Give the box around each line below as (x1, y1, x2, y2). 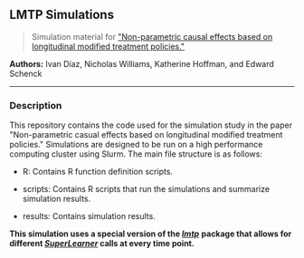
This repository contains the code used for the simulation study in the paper (9, 119, 292, 130)
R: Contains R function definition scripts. (22, 167, 174, 177)
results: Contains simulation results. (22, 211, 156, 222)
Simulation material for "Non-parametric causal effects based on (31, 31, 273, 42)
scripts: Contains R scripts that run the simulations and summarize (22, 184, 270, 195)
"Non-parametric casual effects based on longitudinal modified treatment (9, 129, 283, 140)
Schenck (9, 68, 43, 79)
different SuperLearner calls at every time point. (9, 238, 195, 249)
